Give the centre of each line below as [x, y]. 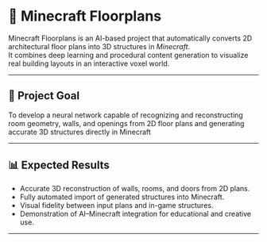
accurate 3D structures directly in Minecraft [79, 132]
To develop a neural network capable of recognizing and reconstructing [126, 115]
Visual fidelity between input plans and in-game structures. [116, 205]
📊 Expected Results [59, 165]
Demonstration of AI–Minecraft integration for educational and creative [135, 213]
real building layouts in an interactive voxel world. [89, 63]
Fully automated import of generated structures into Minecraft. [122, 197]
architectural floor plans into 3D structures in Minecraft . [99, 46]
